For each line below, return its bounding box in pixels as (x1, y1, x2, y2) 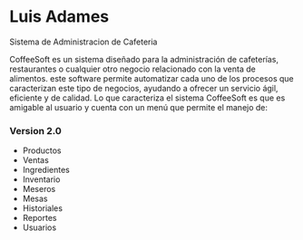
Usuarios (22, 222, 57, 233)
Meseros (22, 184, 56, 195)
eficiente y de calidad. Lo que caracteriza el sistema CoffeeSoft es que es (9, 92, 286, 103)
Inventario (22, 174, 61, 185)
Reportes (22, 213, 57, 224)
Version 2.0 (9, 124, 62, 137)
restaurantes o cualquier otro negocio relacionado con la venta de (9, 63, 256, 74)
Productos (22, 145, 62, 156)
